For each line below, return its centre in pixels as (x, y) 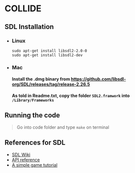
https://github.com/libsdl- (98, 79)
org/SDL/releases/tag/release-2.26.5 (51, 85)
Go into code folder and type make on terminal (63, 127)
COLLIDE (23, 9)
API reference (26, 160)
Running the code (32, 115)
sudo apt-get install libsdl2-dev (47, 55)
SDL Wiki (21, 154)
